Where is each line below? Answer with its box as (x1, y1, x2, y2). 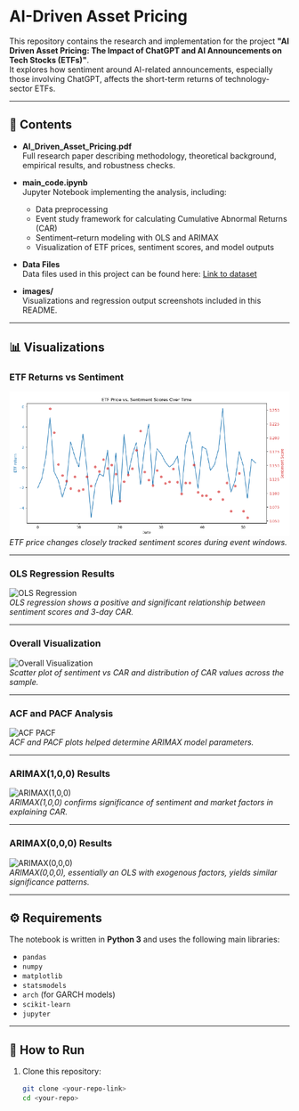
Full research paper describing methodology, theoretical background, (21, 150, 278, 161)
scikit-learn (21, 1001, 71, 1009)
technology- (224, 73, 270, 84)
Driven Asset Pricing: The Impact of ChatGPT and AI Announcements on (9, 45, 282, 55)
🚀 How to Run (9, 1042, 85, 1058)
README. (21, 305, 58, 315)
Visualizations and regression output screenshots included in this (21, 295, 262, 306)
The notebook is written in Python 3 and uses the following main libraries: (9, 934, 280, 945)
